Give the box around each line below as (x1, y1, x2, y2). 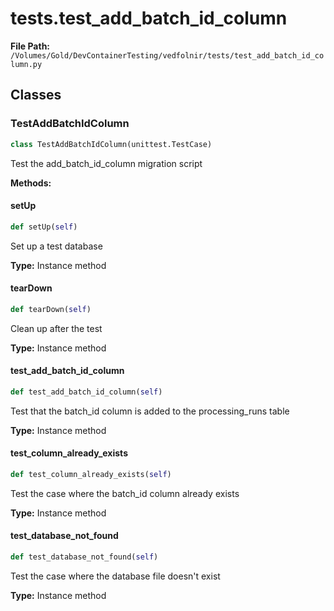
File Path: (10, 40, 51, 52)
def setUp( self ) (10, 222, 78, 232)
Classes (10, 87, 62, 104)
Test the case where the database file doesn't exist (10, 570, 221, 582)
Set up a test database (10, 240, 103, 252)
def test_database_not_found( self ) (10, 552, 159, 562)
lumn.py (10, 59, 43, 69)
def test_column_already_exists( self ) (10, 469, 172, 479)
